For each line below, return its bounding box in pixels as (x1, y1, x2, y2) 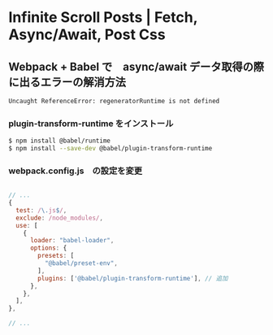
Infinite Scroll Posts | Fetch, (8, 8, 197, 27)
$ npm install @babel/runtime (8, 137, 111, 146)
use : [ (15, 221, 38, 229)
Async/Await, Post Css (8, 25, 166, 44)
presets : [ (37, 252, 75, 260)
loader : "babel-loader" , (29, 237, 115, 245)
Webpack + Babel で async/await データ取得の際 (8, 59, 265, 73)
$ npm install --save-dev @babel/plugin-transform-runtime (8, 145, 213, 153)
